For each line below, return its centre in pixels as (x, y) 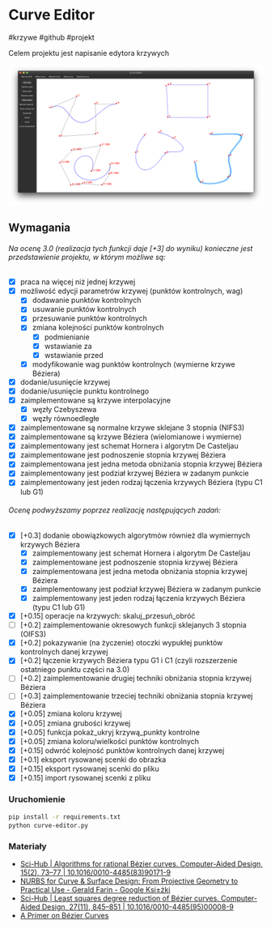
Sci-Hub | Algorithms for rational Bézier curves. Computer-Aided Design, (141, 864)
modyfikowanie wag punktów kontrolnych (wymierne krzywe (134, 364)
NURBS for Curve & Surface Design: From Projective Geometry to (129, 881)
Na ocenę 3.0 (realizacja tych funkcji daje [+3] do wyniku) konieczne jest (131, 248)
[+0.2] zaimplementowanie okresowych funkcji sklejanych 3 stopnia (133, 625)
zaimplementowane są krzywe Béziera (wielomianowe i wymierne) (131, 437)
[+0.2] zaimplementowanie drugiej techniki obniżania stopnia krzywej (136, 679)
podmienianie (67, 337)
